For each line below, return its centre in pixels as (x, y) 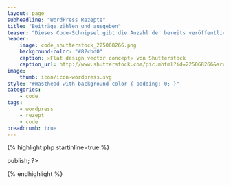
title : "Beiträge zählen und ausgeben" (64, 26)
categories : (24, 90)
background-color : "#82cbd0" (61, 52)
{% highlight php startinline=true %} (58, 147)
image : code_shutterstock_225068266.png (78, 45)
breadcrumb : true (32, 128)
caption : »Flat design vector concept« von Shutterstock (103, 58)
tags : (15, 103)
